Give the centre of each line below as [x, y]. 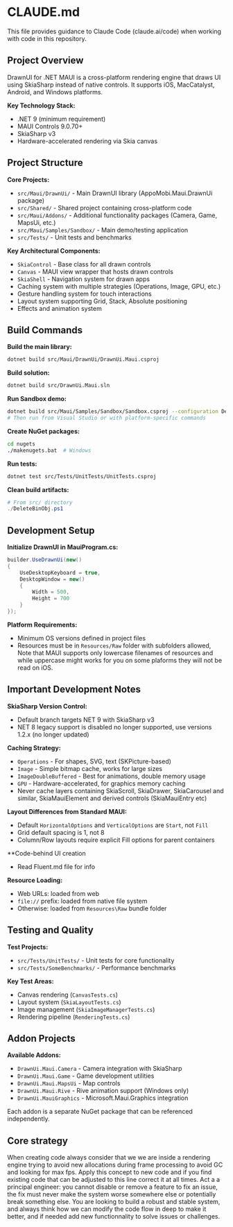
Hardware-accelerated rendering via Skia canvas [87, 141]
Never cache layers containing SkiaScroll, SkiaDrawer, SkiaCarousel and [120, 790]
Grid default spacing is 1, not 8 [61, 832]
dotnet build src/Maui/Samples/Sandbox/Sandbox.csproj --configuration [113, 412]
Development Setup [51, 531]
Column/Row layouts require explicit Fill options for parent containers [116, 840]
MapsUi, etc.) [36, 222]
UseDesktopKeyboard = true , [60, 573]
